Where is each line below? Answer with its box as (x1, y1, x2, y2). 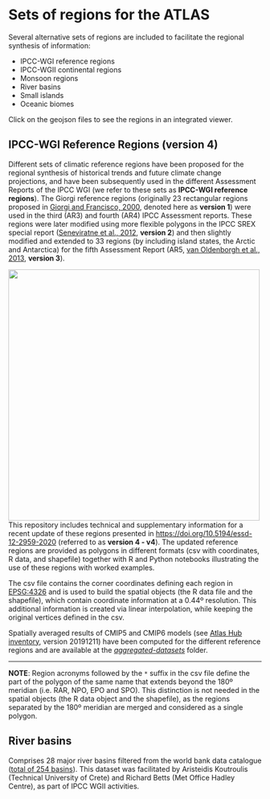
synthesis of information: (8, 40, 91, 50)
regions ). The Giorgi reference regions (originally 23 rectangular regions (8, 193, 248, 203)
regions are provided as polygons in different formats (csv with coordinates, (8, 545, 260, 555)
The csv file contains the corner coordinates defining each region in (8, 578, 233, 588)
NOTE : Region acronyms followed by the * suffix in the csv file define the (8, 668, 251, 678)
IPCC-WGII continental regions (19, 64, 122, 74)
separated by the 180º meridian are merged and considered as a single (8, 702, 243, 712)
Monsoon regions (19, 73, 79, 83)
